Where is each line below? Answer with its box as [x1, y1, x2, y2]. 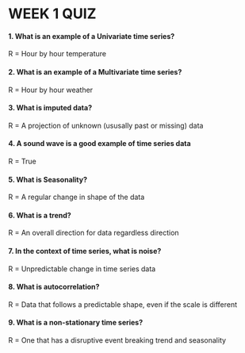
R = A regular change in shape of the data [8, 192, 145, 202]
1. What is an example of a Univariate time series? [8, 31, 175, 40]
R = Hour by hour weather [8, 85, 94, 94]
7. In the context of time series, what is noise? [8, 247, 162, 255]
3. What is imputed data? [8, 103, 93, 113]
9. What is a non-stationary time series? [8, 318, 144, 328]
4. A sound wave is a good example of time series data [8, 139, 192, 148]
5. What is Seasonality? [8, 175, 88, 184]
